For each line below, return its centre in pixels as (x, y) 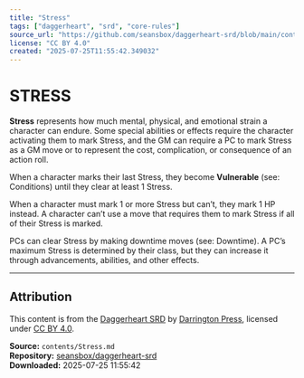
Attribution (41, 297)
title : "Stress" (40, 18)
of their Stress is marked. (57, 223)
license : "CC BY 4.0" (50, 43)
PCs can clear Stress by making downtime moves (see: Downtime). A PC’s (148, 241)
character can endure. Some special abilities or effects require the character (152, 131)
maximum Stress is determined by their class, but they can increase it (139, 250)
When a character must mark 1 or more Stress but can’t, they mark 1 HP (142, 204)
